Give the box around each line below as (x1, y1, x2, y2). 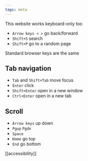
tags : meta (5, 7, 27, 12)
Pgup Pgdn (12, 126, 32, 132)
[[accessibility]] (5, 151, 37, 157)
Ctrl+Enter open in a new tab (12, 93, 72, 99)
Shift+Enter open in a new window (12, 88, 83, 94)
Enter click (12, 82, 34, 88)
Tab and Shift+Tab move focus (12, 77, 74, 83)
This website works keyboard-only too (5, 21, 83, 27)
